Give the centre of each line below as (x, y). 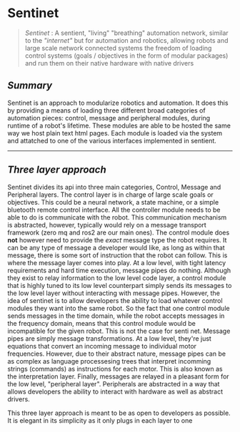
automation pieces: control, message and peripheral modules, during (109, 118)
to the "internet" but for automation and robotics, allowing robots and (126, 40)
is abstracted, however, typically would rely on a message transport (107, 225)
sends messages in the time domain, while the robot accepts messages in (116, 316)
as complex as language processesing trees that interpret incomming (109, 361)
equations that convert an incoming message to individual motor (102, 346)
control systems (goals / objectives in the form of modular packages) (126, 56)
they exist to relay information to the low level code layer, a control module (117, 278)
